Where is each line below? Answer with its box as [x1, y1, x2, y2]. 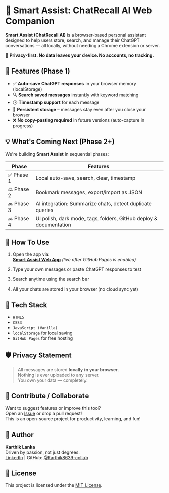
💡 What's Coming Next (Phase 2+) [5, 137, 115, 146]
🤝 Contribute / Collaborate [5, 392, 89, 400]
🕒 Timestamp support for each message [12, 99, 100, 105]
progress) [12, 123, 33, 129]
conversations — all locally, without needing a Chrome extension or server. [5, 42, 160, 48]
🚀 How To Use [5, 238, 49, 246]
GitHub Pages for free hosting [12, 335, 73, 341]
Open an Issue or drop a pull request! [5, 410, 82, 416]
